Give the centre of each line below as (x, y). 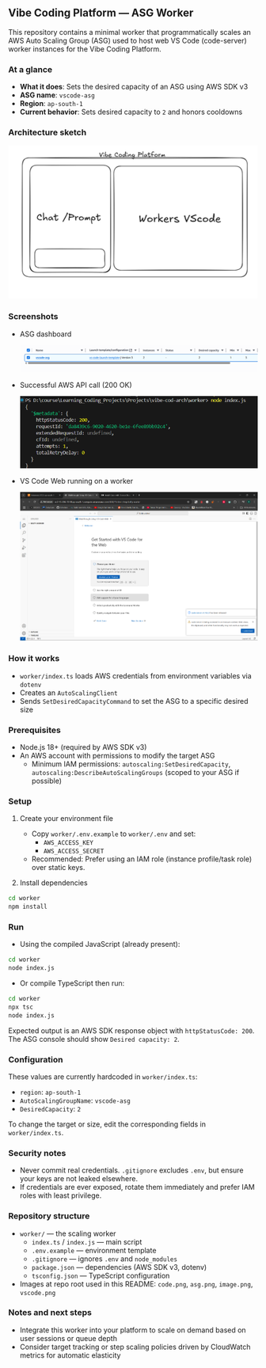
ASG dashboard (46, 334)
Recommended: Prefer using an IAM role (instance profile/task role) (141, 859)
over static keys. (58, 868)
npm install (28, 907)
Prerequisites (34, 730)
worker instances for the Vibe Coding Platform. (85, 49)
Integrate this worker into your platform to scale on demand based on (133, 1330)
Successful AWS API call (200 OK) (76, 385)
